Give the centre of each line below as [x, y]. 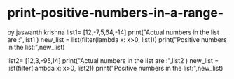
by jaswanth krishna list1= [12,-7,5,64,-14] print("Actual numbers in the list [113, 32]
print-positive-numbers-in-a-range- [116, 13]
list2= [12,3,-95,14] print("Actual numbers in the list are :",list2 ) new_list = [113, 60]
